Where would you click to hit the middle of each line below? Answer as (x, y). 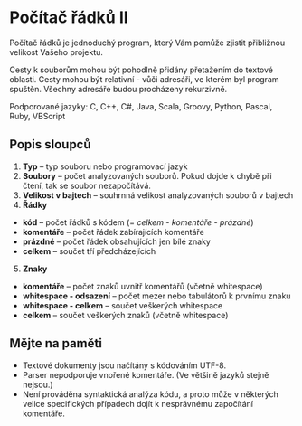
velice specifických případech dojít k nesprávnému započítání (138, 403)
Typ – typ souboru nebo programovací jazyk (105, 166)
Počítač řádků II (69, 18)
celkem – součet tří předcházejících (89, 251)
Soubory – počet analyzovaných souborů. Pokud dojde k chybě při (147, 175)
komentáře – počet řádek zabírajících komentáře (113, 232)
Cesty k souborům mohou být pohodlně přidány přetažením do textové (142, 70)
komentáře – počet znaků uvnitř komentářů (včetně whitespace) (142, 286)
